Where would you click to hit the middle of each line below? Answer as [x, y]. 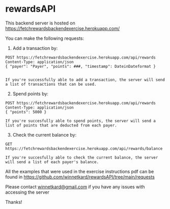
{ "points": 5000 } [26, 112]
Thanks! [14, 202]
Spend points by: [30, 94]
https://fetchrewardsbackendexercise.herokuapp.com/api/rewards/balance [84, 148]
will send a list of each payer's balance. [52, 162]
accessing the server [27, 192]
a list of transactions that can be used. [51, 84]
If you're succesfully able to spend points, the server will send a [81, 121]
